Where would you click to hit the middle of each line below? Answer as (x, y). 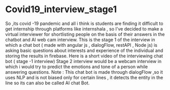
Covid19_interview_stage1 (61, 9)
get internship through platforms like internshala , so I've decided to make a (84, 28)
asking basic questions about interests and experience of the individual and (84, 50)
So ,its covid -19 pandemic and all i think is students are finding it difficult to (84, 23)
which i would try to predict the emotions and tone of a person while (77, 67)
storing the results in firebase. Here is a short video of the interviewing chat (84, 56)
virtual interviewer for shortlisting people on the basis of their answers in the (85, 34)
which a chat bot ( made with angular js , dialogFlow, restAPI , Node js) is (81, 45)
